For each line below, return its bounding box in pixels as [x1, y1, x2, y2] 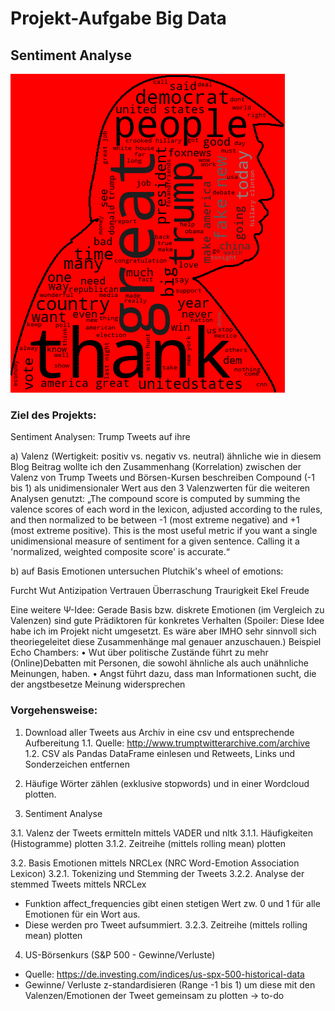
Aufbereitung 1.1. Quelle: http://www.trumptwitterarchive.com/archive [24, 737, 311, 749]
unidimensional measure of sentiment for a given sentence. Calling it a [10, 535, 300, 547]
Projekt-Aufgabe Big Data [10, 7, 227, 30]
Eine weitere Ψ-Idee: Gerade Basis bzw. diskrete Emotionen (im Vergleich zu [10, 604, 325, 616]
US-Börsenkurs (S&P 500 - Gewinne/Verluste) [24, 948, 216, 961]
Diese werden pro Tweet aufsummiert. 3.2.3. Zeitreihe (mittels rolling [24, 918, 308, 931]
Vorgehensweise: [10, 703, 98, 717]
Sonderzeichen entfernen [24, 758, 130, 770]
